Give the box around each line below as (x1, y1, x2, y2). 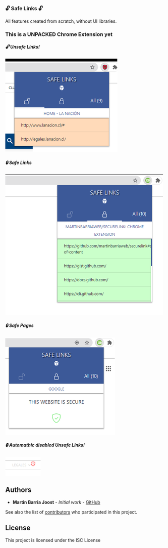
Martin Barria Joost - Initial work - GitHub (12, 499, 100, 505)
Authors (5, 486, 32, 494)
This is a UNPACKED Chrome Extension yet (5, 31, 113, 38)
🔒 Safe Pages (5, 322, 34, 328)
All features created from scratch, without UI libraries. (5, 18, 117, 24)
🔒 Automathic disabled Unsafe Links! (5, 442, 85, 448)
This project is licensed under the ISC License (5, 537, 101, 543)
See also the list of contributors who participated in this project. (5, 509, 138, 515)
